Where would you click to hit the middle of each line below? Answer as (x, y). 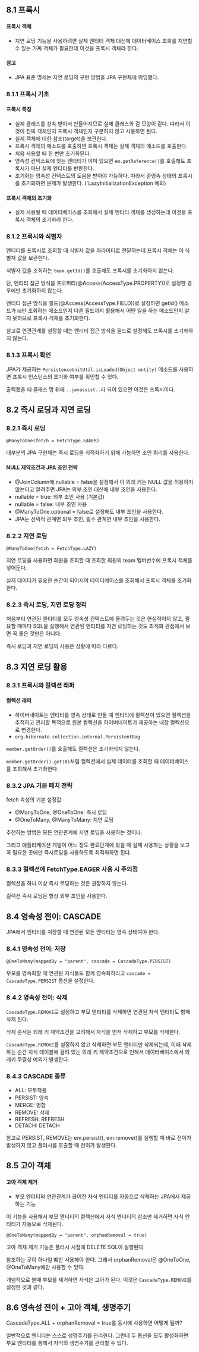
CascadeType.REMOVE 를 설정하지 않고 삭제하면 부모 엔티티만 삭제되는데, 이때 (94, 1044)
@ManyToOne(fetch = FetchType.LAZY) (51, 548)
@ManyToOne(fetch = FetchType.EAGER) (53, 441)
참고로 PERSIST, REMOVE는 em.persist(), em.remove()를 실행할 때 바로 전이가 (99, 1138)
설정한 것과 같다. (25, 1287)
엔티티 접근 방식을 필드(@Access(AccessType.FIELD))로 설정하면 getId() (92, 303)
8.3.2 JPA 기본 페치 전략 (40, 785)
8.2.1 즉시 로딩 (26, 428)
